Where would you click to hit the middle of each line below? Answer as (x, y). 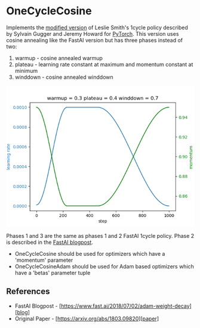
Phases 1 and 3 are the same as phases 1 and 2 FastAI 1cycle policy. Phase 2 (100, 236)
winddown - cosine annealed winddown (64, 77)
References (28, 291)
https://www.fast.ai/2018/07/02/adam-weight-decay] (126, 306)
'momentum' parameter (44, 260)
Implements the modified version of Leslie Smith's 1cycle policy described (97, 27)
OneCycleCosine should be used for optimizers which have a (90, 253)
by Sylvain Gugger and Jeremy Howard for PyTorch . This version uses (93, 33)
